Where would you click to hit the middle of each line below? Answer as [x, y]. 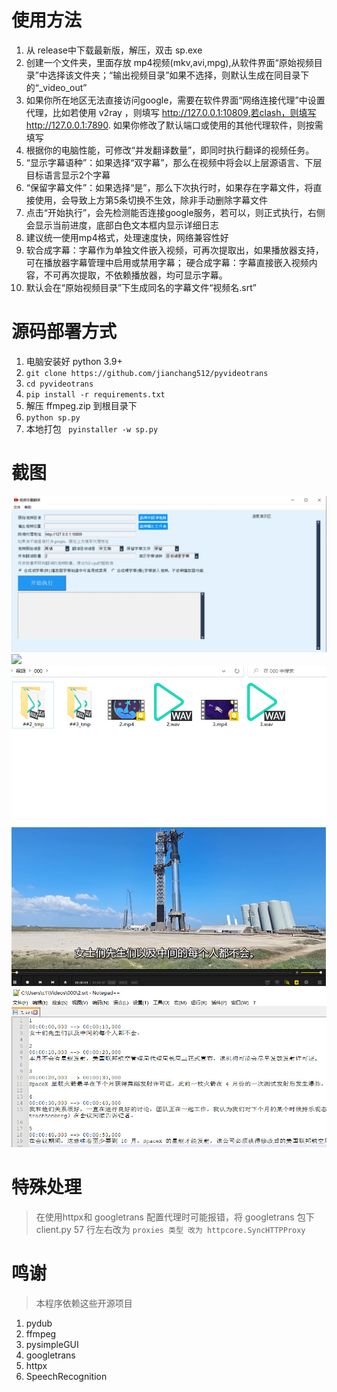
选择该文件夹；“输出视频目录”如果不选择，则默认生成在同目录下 [178, 75]
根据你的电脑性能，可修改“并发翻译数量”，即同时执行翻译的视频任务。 [170, 150]
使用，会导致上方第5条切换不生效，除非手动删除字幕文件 [151, 200]
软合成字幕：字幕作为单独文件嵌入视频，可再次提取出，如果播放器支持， [174, 250]
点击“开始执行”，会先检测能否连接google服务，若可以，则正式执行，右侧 [175, 212]
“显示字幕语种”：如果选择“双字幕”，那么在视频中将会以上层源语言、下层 [174, 162]
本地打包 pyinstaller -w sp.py [92, 428]
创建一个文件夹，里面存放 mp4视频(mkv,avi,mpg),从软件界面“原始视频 [169, 62]
